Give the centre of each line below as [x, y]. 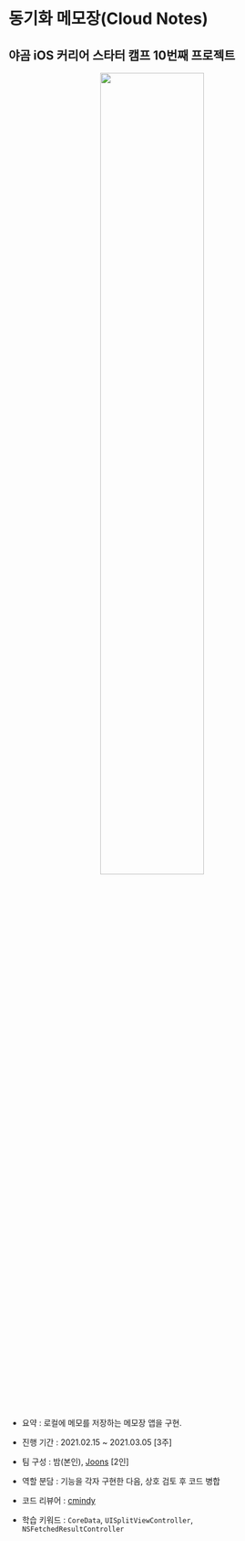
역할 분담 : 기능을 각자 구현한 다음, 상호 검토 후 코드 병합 [121, 1481]
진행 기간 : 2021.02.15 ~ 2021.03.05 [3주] [97, 1442]
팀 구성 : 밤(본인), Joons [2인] [75, 1462]
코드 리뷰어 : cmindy [59, 1500]
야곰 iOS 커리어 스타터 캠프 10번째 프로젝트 [122, 55]
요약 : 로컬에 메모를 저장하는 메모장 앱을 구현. [102, 1423]
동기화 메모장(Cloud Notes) [108, 19]
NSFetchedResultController [73, 1529]
